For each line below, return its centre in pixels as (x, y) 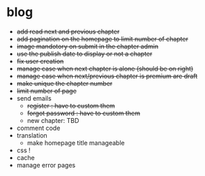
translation (32, 135)
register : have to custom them (71, 105)
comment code (38, 128)
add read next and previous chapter (68, 31)
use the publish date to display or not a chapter (84, 54)
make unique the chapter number (64, 83)
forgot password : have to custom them (84, 113)
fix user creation (40, 61)
